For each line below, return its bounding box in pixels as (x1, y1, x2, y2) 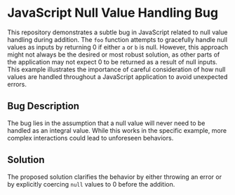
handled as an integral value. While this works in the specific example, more (7, 126, 227, 134)
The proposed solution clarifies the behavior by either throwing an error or (7, 173, 222, 181)
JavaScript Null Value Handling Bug (7, 5, 219, 21)
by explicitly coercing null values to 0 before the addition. (7, 180, 175, 188)
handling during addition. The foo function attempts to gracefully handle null (7, 35, 228, 43)
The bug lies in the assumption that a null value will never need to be (7, 119, 206, 127)
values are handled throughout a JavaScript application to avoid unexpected (7, 72, 228, 81)
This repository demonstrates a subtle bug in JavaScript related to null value (7, 28, 228, 36)
